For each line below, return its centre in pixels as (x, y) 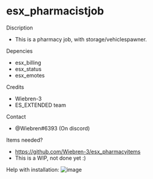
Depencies (19, 51)
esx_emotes (30, 75)
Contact (16, 117)
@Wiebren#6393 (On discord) (52, 128)
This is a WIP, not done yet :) (50, 158)
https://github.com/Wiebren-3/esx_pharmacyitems (78, 151)
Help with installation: (33, 169)
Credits (15, 87)
